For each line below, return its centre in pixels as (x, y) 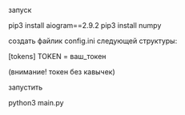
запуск (20, 10)
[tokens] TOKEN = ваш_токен (57, 56)
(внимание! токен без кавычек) (62, 72)
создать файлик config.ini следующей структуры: (93, 41)
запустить (25, 87)
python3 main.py (36, 103)
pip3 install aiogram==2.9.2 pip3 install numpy (85, 25)
